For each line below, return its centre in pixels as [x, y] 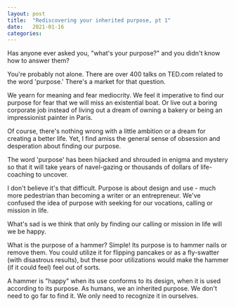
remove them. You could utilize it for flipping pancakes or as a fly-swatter [113, 252]
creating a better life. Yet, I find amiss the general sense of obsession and [114, 139]
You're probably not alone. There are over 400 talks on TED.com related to [115, 74]
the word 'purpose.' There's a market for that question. [87, 82]
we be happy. [27, 231]
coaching [21, 175]
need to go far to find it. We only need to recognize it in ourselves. [103, 296]
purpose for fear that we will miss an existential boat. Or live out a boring [112, 103]
